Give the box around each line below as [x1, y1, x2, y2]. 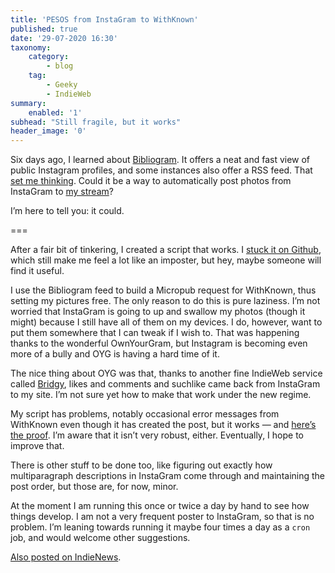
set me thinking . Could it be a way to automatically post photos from [10, 175, 292, 187]
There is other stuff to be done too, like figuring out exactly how [10, 459, 273, 471]
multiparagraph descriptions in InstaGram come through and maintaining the [10, 470, 326, 482]
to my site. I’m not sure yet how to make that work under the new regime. [10, 389, 312, 401]
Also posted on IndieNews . [10, 551, 122, 563]
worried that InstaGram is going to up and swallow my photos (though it [10, 306, 306, 318]
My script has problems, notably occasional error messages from [10, 408, 280, 420]
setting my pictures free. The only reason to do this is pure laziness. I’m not [10, 295, 321, 307]
